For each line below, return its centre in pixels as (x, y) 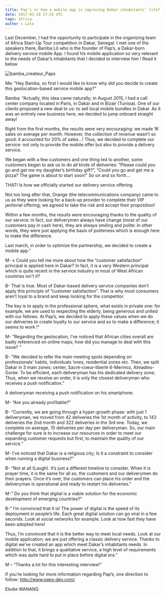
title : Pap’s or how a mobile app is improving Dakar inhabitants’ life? (83, 10)
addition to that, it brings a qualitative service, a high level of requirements (81, 550)
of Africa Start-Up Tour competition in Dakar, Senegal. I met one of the (77, 43)
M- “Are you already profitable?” (38, 402)
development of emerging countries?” (44, 499)
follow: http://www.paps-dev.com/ (40, 580)
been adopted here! (25, 525)
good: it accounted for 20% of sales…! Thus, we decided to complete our (80, 139)
